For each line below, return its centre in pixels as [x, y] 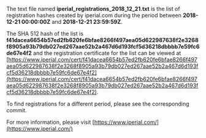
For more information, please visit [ [51, 122]
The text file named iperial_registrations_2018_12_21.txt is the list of [93, 9]
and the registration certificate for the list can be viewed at [107, 53]
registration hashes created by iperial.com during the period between [94, 15]
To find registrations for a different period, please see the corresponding [98, 104]
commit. [17, 110]
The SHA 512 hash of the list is [45, 34]
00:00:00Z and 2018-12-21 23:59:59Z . [72, 22]
